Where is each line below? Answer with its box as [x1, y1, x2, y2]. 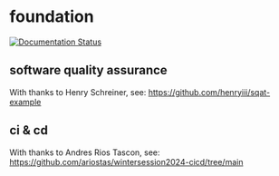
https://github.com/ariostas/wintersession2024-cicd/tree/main [9, 156, 244, 167]
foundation [9, 6, 94, 27]
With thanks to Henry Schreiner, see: [9, 86, 147, 97]
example [9, 96, 42, 107]
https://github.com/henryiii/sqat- [148, 86, 271, 97]
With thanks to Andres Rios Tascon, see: [9, 147, 160, 158]
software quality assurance [9, 63, 168, 78]
